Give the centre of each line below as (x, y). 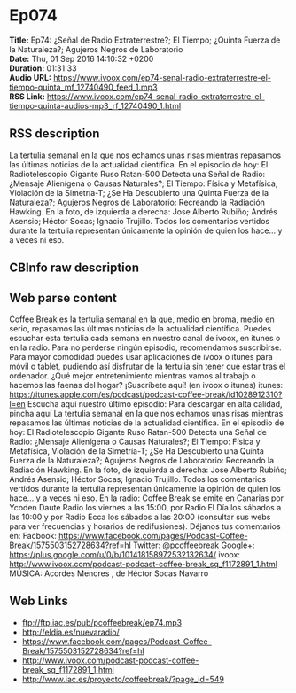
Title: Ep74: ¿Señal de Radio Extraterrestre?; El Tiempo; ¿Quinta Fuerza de (145, 40)
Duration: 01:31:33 (43, 68)
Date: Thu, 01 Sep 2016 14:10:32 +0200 (82, 58)
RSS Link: (27, 96)
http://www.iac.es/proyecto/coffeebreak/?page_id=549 (123, 679)
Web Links (39, 601)
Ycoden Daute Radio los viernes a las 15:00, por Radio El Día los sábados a (145, 507)
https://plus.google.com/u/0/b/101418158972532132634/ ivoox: (125, 554)
